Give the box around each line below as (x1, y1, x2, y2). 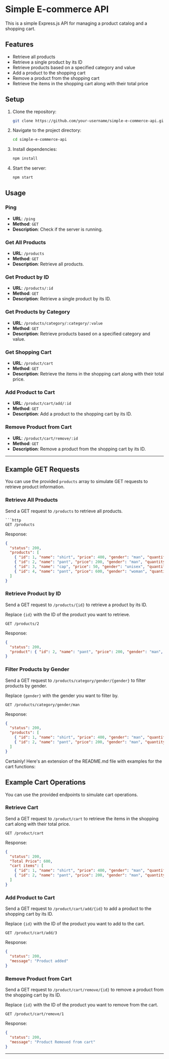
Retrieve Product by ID (5, 590, 61, 597)
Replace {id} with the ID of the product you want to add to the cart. (5, 921, 145, 927)
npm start (12, 175, 34, 180)
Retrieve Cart (5, 804, 39, 811)
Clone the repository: (12, 109, 57, 115)
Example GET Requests (5, 465, 80, 473)
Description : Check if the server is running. (12, 226, 103, 232)
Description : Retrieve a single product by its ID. (12, 296, 111, 302)
